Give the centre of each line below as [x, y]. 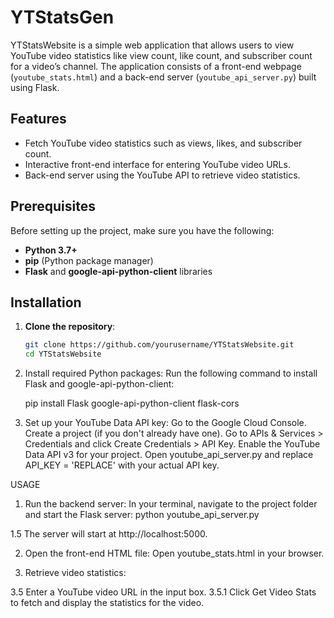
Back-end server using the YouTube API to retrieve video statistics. [162, 175]
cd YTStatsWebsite [63, 354]
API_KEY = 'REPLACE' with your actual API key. [122, 465]
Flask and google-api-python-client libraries [118, 271]
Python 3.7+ [51, 250]
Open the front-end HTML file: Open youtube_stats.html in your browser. [174, 553]
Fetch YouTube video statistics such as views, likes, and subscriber [163, 143]
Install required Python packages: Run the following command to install [171, 373]
